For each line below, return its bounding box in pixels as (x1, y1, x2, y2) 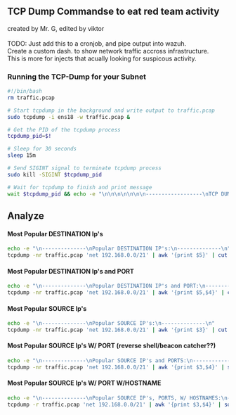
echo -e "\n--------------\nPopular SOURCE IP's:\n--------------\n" (7, 320, 216, 327)
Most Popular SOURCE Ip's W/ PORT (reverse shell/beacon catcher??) (7, 341, 216, 350)
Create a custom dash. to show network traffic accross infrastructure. (7, 46, 209, 55)
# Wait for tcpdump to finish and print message (7, 184, 152, 191)
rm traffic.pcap (7, 94, 55, 101)
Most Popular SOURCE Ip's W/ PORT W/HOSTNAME (7, 379, 162, 388)
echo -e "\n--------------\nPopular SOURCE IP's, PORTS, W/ (7, 395, 188, 402)
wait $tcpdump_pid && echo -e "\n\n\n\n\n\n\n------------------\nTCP (7, 190, 218, 198)
